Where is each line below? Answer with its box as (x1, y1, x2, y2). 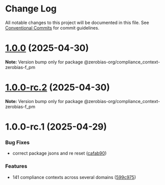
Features (5, 163, 28, 170)
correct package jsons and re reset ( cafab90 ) (12, 150, 107, 156)
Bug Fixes (5, 138, 30, 145)
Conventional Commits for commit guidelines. (5, 24, 99, 30)
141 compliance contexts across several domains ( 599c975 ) (12, 174, 136, 180)
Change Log (5, 3, 57, 14)
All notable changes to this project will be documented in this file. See (5, 19, 149, 25)
